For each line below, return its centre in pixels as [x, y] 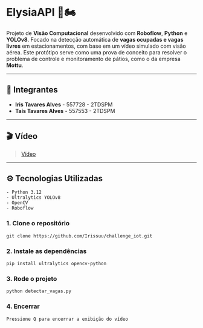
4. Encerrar [23, 306]
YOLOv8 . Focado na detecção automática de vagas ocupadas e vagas [95, 39]
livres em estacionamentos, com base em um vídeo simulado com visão [96, 46]
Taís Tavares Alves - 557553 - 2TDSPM [65, 111]
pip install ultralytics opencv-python [56, 263]
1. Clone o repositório [38, 223]
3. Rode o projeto [32, 278]
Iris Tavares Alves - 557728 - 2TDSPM [64, 105]
